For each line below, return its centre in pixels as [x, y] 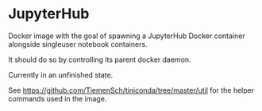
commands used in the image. [58, 98]
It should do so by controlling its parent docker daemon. [100, 59]
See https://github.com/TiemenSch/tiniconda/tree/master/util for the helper [131, 90]
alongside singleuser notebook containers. [78, 44]
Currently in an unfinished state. [61, 75]
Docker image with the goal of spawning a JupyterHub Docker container [127, 36]
